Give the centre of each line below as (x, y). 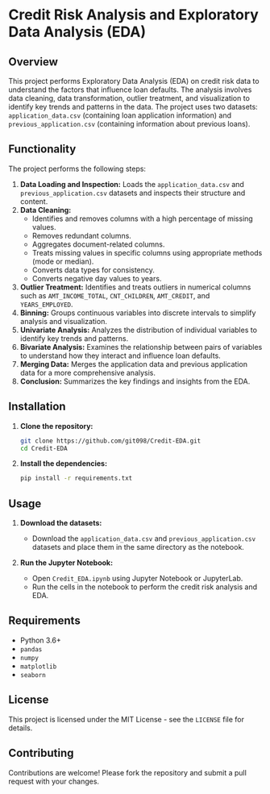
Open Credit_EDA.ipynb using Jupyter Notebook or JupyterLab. (137, 579)
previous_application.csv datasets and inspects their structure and (133, 193)
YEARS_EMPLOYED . (47, 304)
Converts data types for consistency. (93, 270)
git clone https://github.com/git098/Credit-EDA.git (110, 441)
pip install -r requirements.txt (76, 478)
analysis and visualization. (63, 321)
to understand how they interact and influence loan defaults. (120, 355)
